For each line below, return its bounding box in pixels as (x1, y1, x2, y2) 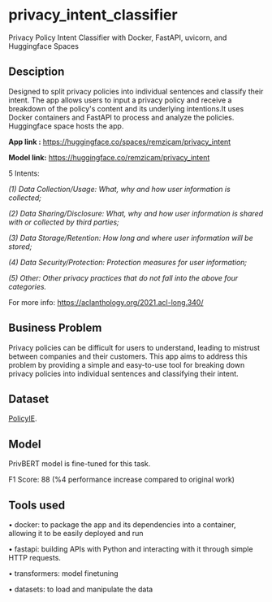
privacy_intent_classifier (8, 6, 178, 24)
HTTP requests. (8, 553, 61, 562)
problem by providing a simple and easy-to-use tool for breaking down (8, 360, 245, 369)
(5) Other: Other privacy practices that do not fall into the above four (8, 273, 239, 282)
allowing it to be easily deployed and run (8, 529, 144, 538)
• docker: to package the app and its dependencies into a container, (8, 520, 237, 530)
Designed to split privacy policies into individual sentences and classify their (8, 86, 264, 96)
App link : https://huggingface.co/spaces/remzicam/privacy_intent (8, 137, 231, 146)
